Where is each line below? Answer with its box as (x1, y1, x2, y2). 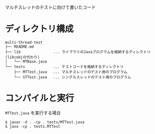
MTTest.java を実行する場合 (5, 110, 61, 116)
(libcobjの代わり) (5, 55, 40, 60)
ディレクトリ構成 (5, 24, 74, 34)
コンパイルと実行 (5, 93, 75, 104)
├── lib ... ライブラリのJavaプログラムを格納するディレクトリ (5, 49, 151, 54)
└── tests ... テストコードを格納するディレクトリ (5, 64, 124, 69)
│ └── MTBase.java (5, 59, 48, 64)
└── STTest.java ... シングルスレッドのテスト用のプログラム (14, 74, 131, 80)
